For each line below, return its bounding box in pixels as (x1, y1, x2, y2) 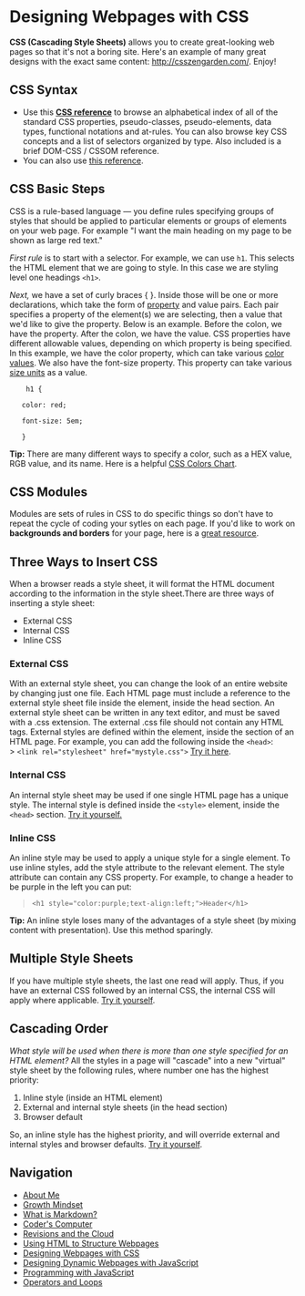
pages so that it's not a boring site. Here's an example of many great (9, 46, 267, 57)
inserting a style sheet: (9, 598, 96, 609)
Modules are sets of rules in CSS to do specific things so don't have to (9, 509, 274, 519)
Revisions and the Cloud (22, 1228, 114, 1239)
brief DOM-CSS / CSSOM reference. (22, 145, 159, 156)
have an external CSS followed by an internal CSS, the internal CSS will (9, 984, 276, 995)
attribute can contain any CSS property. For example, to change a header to (9, 872, 294, 883)
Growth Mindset (22, 1198, 84, 1209)
